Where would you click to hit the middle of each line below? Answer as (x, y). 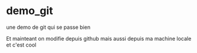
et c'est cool (21, 45)
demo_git (30, 11)
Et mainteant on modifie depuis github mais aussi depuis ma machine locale (99, 38)
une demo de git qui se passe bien (48, 27)
